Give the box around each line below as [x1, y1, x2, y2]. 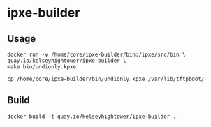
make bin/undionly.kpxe [7, 63, 77, 70]
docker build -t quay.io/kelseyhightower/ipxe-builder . [7, 113, 177, 120]
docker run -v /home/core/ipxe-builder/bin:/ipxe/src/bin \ [7, 51, 187, 58]
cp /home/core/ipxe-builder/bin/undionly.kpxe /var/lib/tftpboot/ [7, 75, 205, 82]
